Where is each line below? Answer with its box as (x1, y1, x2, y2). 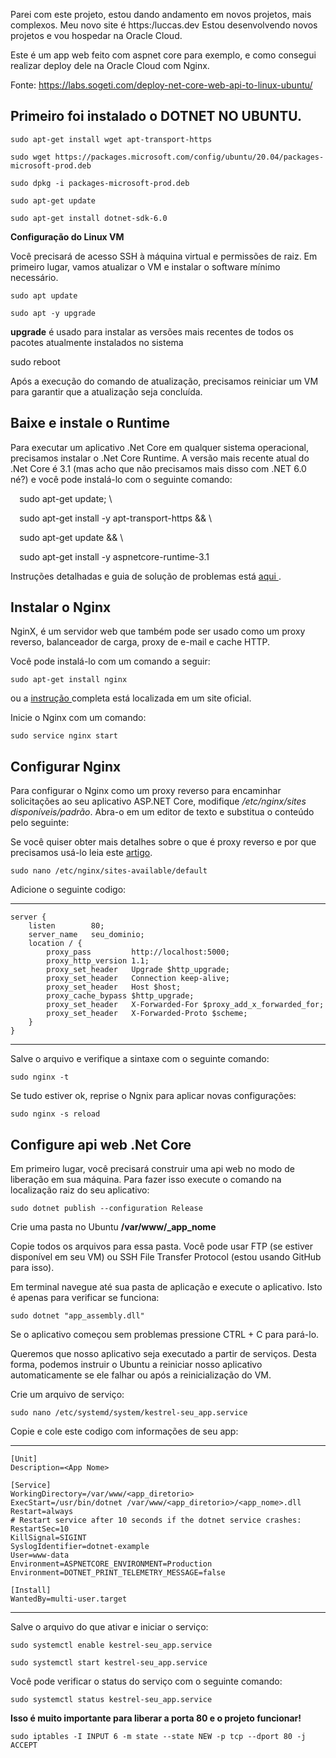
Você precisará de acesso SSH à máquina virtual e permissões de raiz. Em (10, 250, 318, 262)
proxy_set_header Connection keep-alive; (46, 974, 230, 984)
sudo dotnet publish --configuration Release (10, 1204, 203, 1214)
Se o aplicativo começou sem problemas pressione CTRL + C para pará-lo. (10, 1329, 320, 1341)
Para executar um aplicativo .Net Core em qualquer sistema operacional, (10, 441, 309, 453)
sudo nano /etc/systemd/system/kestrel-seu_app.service (10, 1408, 248, 1418)
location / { (28, 939, 83, 949)
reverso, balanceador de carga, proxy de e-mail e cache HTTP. (10, 636, 270, 648)
